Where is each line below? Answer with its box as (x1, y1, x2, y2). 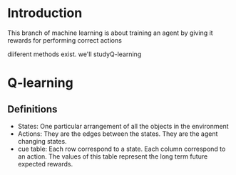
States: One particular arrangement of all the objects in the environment (17, 122, 230, 130)
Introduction (7, 5, 83, 21)
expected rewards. (17, 159, 73, 168)
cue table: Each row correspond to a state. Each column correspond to (17, 144, 226, 153)
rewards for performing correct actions (7, 36, 123, 44)
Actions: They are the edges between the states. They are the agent (17, 129, 218, 138)
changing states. (17, 137, 67, 145)
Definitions (7, 103, 58, 115)
